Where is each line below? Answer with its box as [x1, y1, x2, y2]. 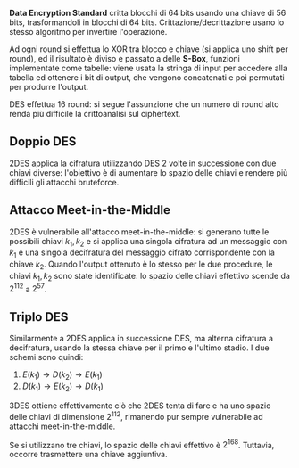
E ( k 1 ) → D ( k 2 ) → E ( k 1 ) [21, 369, 103, 382]
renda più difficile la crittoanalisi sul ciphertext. [9, 109, 181, 119]
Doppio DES [9, 134, 77, 150]
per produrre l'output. [9, 82, 89, 92]
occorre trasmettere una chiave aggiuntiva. [9, 449, 168, 460]
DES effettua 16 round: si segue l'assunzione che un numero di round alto [9, 99, 279, 110]
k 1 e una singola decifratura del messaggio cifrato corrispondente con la [9, 247, 275, 260]
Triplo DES [9, 309, 69, 324]
